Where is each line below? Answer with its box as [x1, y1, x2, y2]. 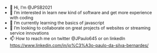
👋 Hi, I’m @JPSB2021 [9, 5, 52, 10]
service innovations [9, 30, 49, 36]
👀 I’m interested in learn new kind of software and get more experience [9, 10, 152, 15]
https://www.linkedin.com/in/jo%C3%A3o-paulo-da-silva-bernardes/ [9, 42, 149, 48]
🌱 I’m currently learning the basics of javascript [9, 20, 105, 26]
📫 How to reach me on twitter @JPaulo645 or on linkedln [9, 36, 125, 41]
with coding [9, 15, 34, 20]
